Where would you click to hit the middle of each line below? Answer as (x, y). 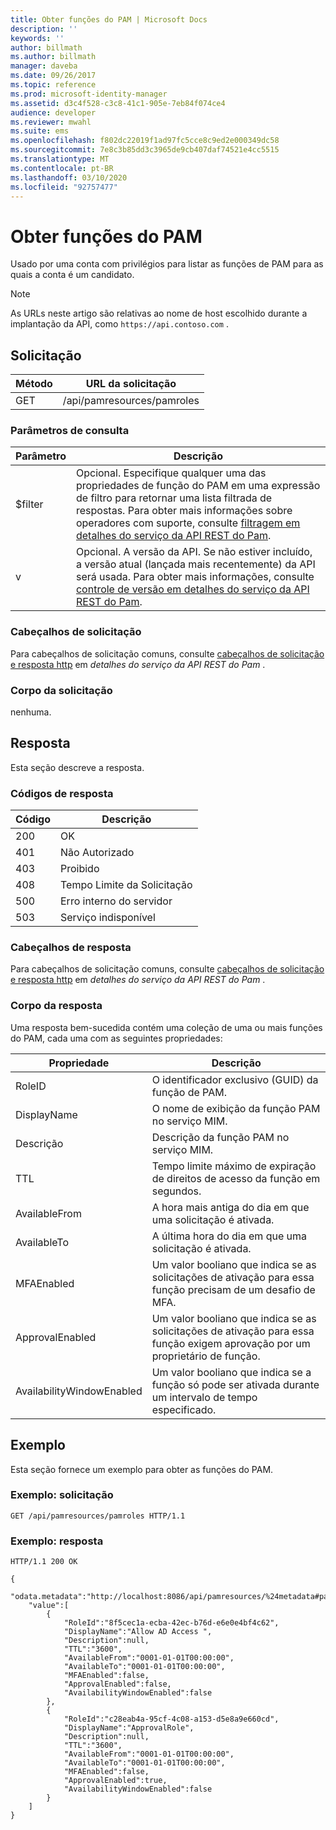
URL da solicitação (131, 384)
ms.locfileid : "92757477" (64, 187)
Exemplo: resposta (57, 1541)
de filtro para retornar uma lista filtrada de (174, 498)
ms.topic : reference (53, 85)
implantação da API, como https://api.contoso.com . (119, 324)
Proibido (80, 869)
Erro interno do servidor (116, 901)
